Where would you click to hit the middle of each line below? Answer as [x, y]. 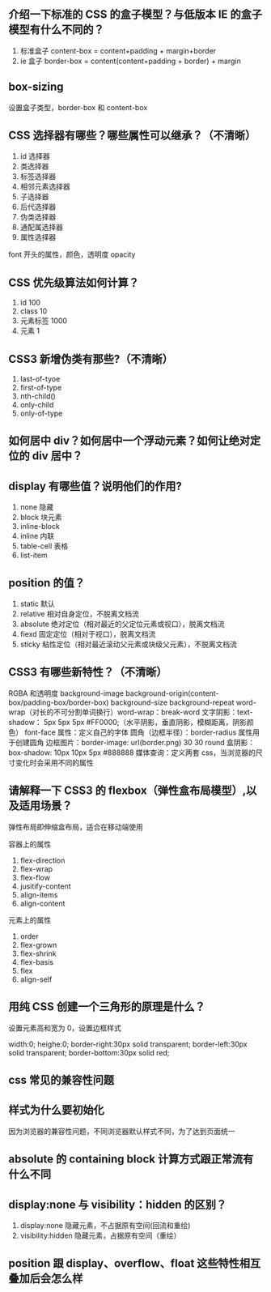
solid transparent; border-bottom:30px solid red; [89, 1052]
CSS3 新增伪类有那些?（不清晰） [91, 359]
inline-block [40, 527]
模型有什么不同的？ [56, 30]
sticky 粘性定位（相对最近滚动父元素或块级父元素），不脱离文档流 [128, 644]
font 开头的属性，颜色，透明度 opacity [72, 254]
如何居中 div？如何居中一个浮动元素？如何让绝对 [129, 441]
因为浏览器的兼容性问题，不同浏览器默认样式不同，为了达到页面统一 [122, 1131]
